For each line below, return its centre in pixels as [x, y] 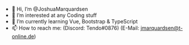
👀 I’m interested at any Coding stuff [54, 15]
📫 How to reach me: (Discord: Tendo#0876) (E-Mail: [75, 28]
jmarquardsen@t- [161, 28]
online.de [23, 36]
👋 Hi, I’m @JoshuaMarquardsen [50, 9]
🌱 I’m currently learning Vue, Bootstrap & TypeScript [75, 21]
